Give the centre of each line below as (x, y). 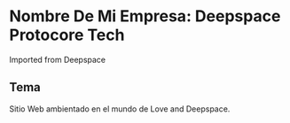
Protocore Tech (67, 35)
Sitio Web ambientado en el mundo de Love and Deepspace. (120, 109)
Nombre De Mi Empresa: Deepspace (145, 16)
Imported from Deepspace (58, 59)
